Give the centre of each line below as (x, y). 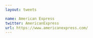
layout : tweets (21, 10)
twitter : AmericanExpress (32, 23)
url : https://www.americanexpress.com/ (47, 28)
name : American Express (30, 19)
